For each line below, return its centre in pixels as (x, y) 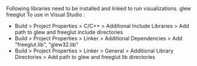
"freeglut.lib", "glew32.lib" (46, 44)
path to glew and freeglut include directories (69, 32)
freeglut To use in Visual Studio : (46, 15)
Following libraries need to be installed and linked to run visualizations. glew (98, 8)
